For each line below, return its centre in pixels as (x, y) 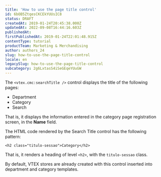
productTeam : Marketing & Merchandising (47, 46)
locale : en (16, 59)
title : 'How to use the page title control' (51, 10)
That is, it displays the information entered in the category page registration (81, 117)
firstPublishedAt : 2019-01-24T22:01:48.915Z (51, 37)
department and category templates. (42, 169)
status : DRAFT (19, 19)
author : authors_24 (25, 50)
